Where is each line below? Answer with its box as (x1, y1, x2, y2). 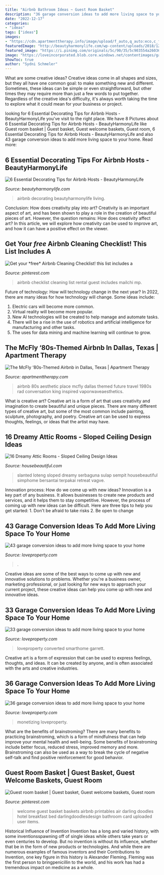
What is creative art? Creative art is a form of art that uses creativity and (5, 398, 150, 404)
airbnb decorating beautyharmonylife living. (17, 195, 105, 201)
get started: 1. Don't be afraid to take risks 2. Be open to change (5, 508, 134, 514)
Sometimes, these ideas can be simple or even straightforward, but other (5, 86, 152, 91)
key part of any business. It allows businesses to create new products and (5, 492, 154, 498)
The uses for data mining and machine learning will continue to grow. (12, 329, 151, 335)
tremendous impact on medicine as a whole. (5, 864, 94, 870)
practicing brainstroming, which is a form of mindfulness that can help (5, 734, 146, 740)
